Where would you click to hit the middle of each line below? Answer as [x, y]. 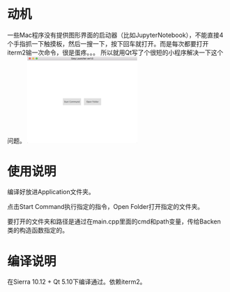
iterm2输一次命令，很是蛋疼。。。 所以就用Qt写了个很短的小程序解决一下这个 [115, 52]
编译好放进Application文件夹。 [51, 192]
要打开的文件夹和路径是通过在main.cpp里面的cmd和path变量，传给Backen [114, 221]
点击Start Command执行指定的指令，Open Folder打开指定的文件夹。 [106, 207]
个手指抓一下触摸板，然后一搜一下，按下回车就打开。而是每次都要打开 [108, 43]
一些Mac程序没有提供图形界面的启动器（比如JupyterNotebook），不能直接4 [115, 35]
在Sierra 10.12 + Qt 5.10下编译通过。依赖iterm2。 [77, 282]
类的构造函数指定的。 [38, 231]
